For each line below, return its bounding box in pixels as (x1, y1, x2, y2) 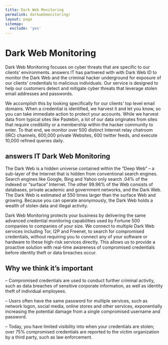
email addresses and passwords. (5, 91, 74, 97)
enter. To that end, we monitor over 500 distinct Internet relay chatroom (5, 127, 153, 133)
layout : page (5, 17, 33, 22)
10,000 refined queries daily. (5, 138, 64, 144)
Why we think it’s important (5, 264, 94, 273)
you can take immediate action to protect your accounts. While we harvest (5, 111, 159, 117)
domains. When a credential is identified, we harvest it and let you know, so (5, 106, 161, 112)
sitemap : (5, 21, 24, 27)
